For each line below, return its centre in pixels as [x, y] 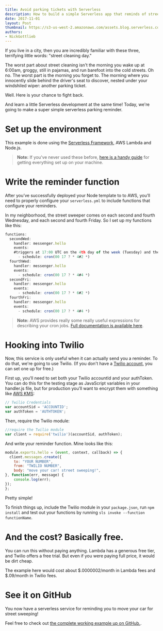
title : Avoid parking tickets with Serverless [53, 9]
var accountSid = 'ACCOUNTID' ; [37, 407]
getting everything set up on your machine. [60, 162]
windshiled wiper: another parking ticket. [46, 85]
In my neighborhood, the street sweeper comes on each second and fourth [80, 215]
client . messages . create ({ [36, 457]
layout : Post [18, 23]
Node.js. [13, 148]
